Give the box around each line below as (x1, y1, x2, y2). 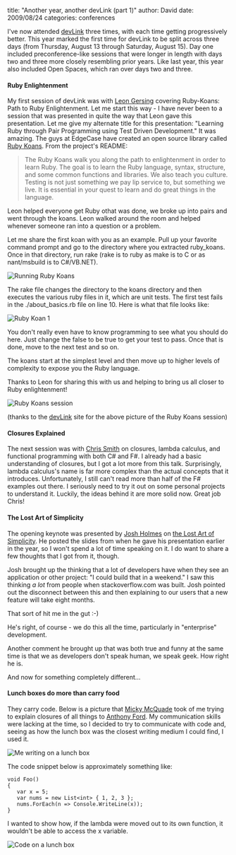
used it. (7, 735, 30, 743)
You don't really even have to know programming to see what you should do (7, 328, 228, 337)
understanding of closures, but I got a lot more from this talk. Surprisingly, (7, 460, 222, 468)
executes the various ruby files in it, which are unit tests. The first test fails (7, 293, 223, 301)
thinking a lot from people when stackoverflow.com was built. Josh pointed (7, 580, 225, 589)
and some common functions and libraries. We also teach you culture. (24, 170, 228, 179)
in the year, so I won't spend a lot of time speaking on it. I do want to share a (7, 544, 229, 552)
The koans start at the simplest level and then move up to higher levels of (7, 356, 221, 365)
